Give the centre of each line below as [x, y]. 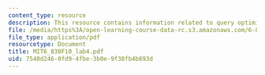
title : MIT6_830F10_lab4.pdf [56, 52]
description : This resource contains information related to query [121, 23]
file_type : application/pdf [54, 37]
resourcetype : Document [47, 45]
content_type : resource [47, 15]
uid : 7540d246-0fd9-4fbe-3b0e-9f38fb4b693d [81, 59]
